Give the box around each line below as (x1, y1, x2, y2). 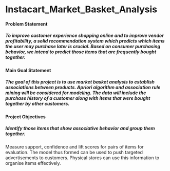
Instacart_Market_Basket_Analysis (5, 4, 158, 15)
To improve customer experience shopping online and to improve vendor (5, 32, 164, 39)
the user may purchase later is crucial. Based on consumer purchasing (5, 44, 161, 50)
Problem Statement (5, 20, 48, 27)
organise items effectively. (5, 160, 61, 166)
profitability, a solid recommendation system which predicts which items (5, 38, 165, 44)
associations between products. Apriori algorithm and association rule (5, 84, 161, 91)
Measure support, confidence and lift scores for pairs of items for (5, 143, 144, 149)
